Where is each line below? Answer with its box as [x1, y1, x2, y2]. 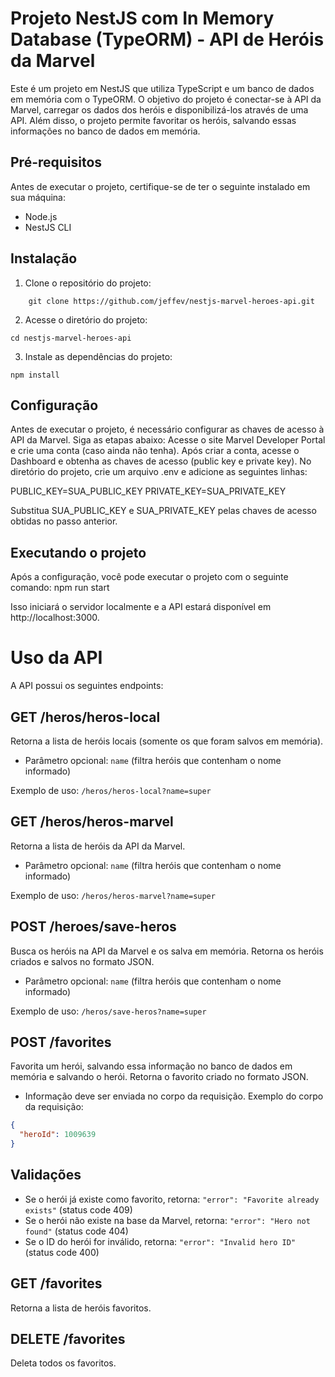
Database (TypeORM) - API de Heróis [10, 28, 325, 51]
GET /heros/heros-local [10, 708, 161, 726]
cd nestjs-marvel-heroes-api [10, 333, 132, 343]
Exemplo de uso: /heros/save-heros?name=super [10, 1005, 207, 1017]
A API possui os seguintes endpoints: [10, 680, 164, 692]
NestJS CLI [24, 221, 72, 233]
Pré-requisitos [10, 154, 103, 171]
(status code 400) [24, 1246, 100, 1258]
